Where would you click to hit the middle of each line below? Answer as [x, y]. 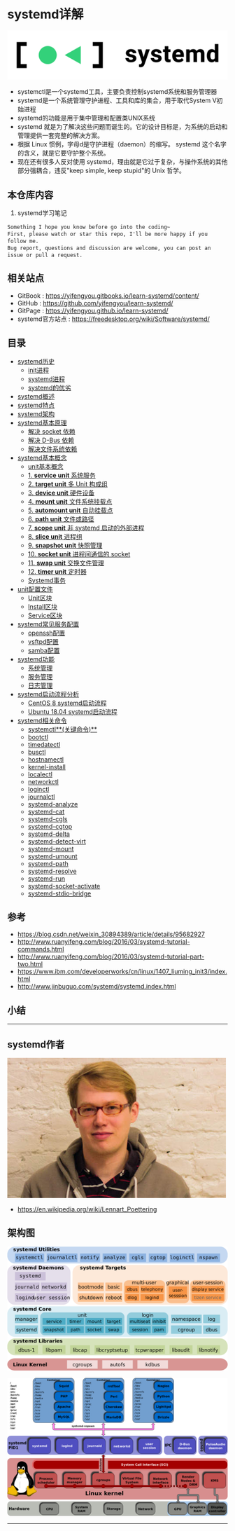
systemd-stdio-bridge [59, 893]
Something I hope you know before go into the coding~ [89, 227]
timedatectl [44, 744]
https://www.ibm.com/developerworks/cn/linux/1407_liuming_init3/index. [122, 972]
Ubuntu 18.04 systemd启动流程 [72, 711]
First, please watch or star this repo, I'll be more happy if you [108, 234]
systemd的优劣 [49, 387]
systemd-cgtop [50, 826]
